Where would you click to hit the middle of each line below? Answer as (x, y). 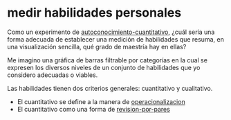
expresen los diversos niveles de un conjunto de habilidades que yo (104, 67)
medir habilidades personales (94, 13)
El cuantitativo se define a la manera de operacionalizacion (101, 101)
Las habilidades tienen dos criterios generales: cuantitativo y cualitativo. (110, 88)
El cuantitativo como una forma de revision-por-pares (94, 109)
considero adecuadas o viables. (53, 75)
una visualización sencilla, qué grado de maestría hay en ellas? (97, 46)
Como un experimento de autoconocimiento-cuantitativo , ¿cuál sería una (111, 32)
